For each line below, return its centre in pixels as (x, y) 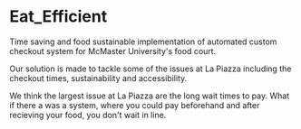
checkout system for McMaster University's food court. (113, 51)
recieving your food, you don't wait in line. (88, 115)
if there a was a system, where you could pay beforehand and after (135, 105)
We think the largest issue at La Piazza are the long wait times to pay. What (150, 96)
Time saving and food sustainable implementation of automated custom (143, 41)
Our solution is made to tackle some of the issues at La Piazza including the (150, 69)
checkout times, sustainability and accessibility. (98, 78)
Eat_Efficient (58, 17)
